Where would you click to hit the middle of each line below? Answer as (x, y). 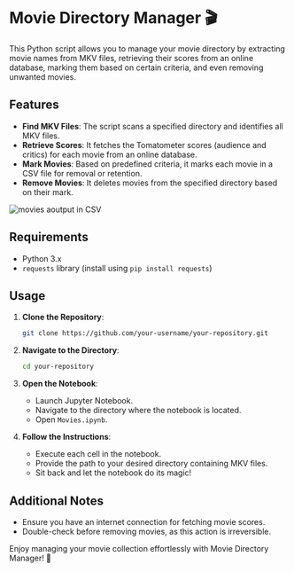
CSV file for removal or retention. (82, 173)
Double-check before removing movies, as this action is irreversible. (147, 531)
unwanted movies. (43, 76)
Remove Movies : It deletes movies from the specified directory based (150, 183)
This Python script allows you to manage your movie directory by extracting (147, 48)
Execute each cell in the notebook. (98, 454)
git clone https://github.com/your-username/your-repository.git (145, 333)
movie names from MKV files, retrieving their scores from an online (132, 58)
